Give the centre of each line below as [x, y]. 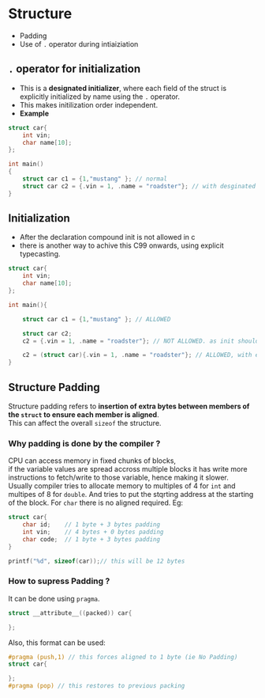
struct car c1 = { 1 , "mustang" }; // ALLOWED [97, 319]
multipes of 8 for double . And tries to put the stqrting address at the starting [131, 495]
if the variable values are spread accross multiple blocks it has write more [128, 469]
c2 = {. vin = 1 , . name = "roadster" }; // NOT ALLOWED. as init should [141, 341]
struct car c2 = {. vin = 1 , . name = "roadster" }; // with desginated [139, 186]
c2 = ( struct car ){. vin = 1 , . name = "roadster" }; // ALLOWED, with [137, 355]
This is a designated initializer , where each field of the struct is [123, 88]
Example [34, 113]
